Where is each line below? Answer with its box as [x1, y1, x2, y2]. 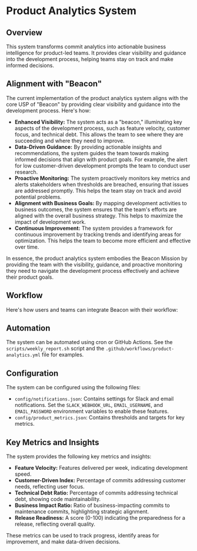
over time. [14, 243, 39, 251]
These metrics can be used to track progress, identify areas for [6, 532, 160, 539]
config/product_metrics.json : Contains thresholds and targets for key [14, 414, 185, 421]
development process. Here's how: [6, 107, 91, 114]
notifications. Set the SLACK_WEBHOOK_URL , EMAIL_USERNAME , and [14, 402, 163, 409]
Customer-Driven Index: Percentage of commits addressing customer [14, 477, 186, 484]
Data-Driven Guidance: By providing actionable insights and [14, 143, 162, 151]
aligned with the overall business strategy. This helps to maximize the [14, 212, 183, 219]
